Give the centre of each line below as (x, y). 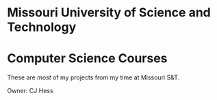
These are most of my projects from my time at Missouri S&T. (93, 77)
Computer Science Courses (87, 59)
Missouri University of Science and (109, 13)
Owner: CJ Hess (30, 91)
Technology (42, 27)
